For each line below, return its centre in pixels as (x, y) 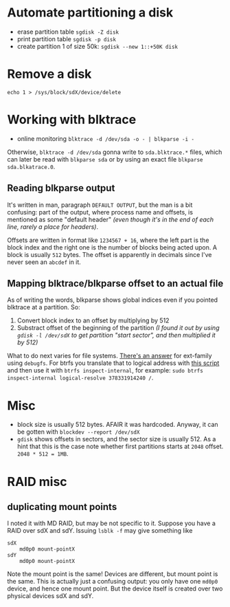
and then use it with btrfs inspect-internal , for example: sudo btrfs (105, 371)
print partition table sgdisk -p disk (67, 38)
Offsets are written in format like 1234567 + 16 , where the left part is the (108, 240)
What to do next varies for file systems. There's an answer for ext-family (110, 356)
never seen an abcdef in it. (44, 262)
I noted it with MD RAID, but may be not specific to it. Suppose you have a (112, 523)
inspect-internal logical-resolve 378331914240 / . (80, 378)
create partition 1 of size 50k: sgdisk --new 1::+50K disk (97, 46)
